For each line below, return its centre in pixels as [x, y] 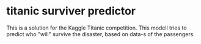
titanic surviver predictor [71, 11]
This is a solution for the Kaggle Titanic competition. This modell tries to [97, 28]
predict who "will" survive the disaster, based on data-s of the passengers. [101, 34]
